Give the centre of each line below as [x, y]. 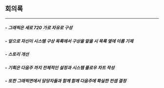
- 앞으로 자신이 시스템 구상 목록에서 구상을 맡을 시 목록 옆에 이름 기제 [69, 41]
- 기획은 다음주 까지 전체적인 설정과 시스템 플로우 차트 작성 [60, 67]
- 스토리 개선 [17, 54]
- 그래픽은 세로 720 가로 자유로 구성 [39, 28]
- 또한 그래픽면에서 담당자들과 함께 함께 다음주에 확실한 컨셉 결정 [66, 81]
